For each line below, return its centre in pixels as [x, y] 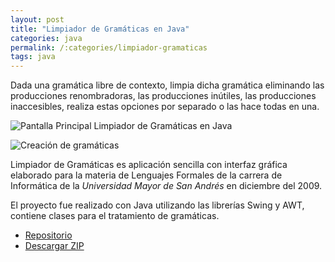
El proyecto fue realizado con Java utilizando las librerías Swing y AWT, [157, 205]
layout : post [37, 19]
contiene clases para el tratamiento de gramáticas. [115, 216]
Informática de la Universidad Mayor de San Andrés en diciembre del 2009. [166, 186]
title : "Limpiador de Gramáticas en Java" [100, 29]
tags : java [33, 57]
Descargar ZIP [54, 246]
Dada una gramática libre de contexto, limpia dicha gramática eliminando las [167, 85]
